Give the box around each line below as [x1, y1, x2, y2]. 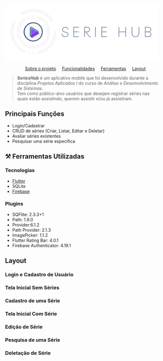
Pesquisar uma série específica [12, 138, 75, 144]
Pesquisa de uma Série [5, 336, 60, 343]
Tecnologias [5, 167, 35, 174]
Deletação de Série [5, 349, 51, 356]
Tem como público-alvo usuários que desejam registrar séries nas [17, 90, 150, 96]
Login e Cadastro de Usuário [5, 271, 74, 278]
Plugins [5, 200, 23, 207]
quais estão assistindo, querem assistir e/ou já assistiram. [17, 96, 133, 102]
